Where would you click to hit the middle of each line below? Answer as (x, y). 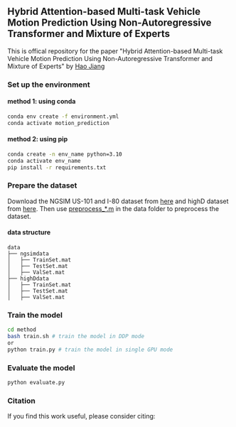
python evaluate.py (36, 383)
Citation (21, 401)
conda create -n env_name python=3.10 (65, 154)
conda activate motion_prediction (59, 123)
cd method (22, 330)
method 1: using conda (42, 102)
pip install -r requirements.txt (57, 167)
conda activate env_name (44, 161)
